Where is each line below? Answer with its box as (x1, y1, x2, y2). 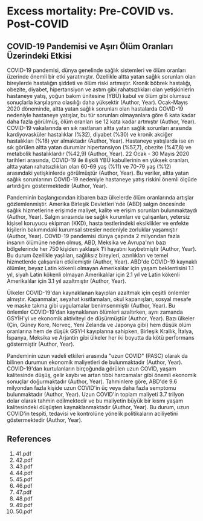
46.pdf (15, 482, 33, 489)
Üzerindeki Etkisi (7, 50, 72, 61)
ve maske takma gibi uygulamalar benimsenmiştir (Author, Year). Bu (7, 302, 176, 309)
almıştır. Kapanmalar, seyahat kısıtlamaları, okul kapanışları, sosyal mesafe (7, 296, 192, 303)
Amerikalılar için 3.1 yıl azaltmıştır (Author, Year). (7, 277, 126, 285)
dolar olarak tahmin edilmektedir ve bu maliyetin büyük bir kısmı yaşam (7, 397, 184, 404)
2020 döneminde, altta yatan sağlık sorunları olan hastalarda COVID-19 (7, 105, 184, 112)
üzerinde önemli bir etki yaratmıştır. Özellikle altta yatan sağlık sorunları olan (7, 73, 196, 80)
